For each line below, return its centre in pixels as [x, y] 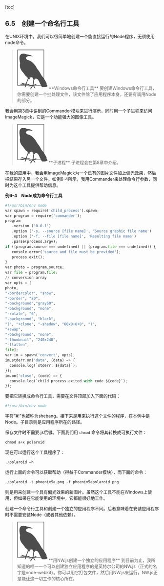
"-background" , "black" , [30, 319]
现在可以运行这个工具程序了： [35, 452]
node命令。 [17, 42]
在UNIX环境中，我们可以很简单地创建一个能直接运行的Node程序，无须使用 [80, 36]
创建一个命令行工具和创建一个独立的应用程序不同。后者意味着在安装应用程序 [82, 508]
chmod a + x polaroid [25, 443]
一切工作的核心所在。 [55, 578]
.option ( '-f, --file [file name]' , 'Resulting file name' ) [74, 236]
